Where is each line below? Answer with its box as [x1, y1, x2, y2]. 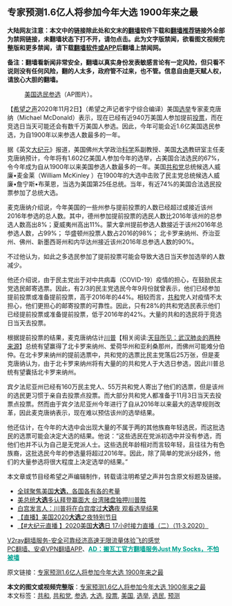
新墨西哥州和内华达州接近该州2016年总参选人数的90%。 [37, 237, 198, 246]
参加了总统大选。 [12, 188, 62, 197]
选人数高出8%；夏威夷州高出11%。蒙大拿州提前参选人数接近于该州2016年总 [7, 220, 223, 228]
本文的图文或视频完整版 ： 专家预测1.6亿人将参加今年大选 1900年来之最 [7, 583, 206, 591]
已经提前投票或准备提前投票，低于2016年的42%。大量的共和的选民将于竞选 [7, 310, 222, 318]
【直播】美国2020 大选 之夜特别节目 [17, 513, 117, 521]
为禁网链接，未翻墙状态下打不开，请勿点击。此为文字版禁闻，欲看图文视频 [7, 35, 219, 43]
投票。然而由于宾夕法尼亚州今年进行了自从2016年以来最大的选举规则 [19, 400, 215, 408]
